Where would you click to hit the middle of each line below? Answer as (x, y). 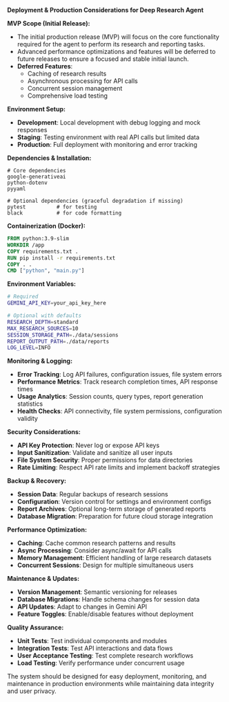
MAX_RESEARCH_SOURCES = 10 (43, 328)
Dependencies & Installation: (49, 158)
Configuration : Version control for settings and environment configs (114, 502)
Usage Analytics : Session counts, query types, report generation (110, 397)
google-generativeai (37, 177)
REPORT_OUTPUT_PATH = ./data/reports (58, 341)
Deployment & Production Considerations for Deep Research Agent (106, 10)
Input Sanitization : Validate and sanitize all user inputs (95, 453)
